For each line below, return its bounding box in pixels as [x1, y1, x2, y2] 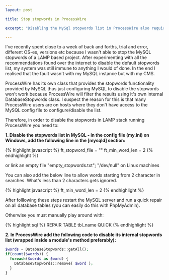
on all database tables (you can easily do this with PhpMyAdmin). [5, 202, 140, 208]
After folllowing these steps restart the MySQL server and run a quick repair [5, 197, 162, 203]
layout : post [5, 7, 33, 13]
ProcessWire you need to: [5, 122, 59, 129]
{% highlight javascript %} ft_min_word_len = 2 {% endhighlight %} [5, 187, 144, 193]
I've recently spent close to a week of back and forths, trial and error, [5, 44, 148, 50]
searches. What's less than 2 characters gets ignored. [5, 178, 117, 184]
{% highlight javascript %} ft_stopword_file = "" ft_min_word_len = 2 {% [5, 147, 153, 153]
